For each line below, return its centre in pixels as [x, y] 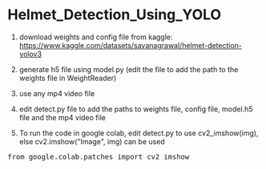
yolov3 [30, 54]
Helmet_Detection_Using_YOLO [115, 15]
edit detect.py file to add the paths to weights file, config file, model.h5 [136, 109]
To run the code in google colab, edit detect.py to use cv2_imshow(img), [139, 133]
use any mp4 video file [57, 93]
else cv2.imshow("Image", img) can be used [92, 141]
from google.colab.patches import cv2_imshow [99, 157]
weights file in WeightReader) [68, 78]
